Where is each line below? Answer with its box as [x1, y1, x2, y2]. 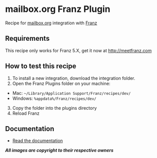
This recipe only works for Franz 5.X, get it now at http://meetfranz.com [5, 47, 152, 53]
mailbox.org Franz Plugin [5, 3, 111, 15]
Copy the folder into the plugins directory [12, 105, 97, 111]
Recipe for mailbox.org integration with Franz [5, 20, 97, 26]
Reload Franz [12, 110, 40, 116]
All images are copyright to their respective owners [5, 148, 114, 154]
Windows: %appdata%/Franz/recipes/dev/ [12, 95, 97, 101]
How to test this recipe [5, 62, 77, 71]
